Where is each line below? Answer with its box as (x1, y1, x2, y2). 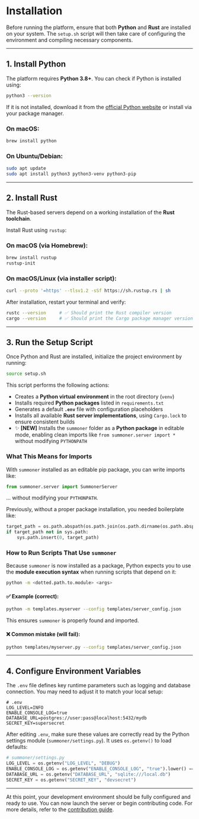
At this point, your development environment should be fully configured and (6, 793, 191, 800)
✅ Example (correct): (6, 592, 59, 600)
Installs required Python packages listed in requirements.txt (14, 399, 164, 407)
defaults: (6, 743, 28, 751)
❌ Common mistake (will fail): (6, 630, 81, 638)
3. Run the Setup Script (6, 337, 94, 348)
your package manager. (6, 110, 64, 117)
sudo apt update (6, 165, 46, 171)
